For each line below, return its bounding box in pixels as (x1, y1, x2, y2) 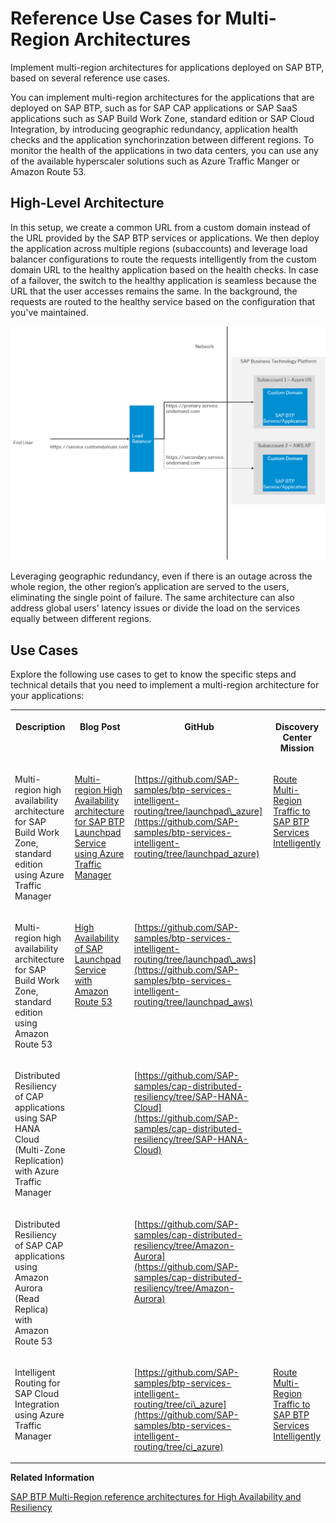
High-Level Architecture (10, 195, 165, 212)
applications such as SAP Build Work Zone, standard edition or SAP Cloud (10, 112, 315, 124)
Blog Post (79, 720, 121, 732)
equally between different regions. (10, 613, 152, 625)
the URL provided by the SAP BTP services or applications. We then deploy (10, 232, 320, 244)
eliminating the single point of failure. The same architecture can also (10, 592, 295, 604)
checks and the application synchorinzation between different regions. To (10, 133, 315, 146)
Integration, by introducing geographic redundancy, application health (10, 123, 299, 135)
